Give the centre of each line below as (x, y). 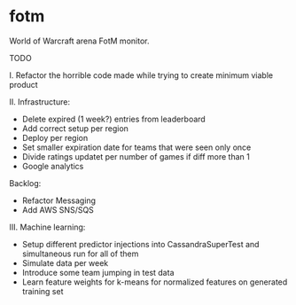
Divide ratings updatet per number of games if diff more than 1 (136, 156)
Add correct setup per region (75, 128)
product (23, 84)
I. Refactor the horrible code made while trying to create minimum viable (141, 75)
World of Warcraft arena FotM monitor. (79, 41)
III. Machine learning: (47, 227)
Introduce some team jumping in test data (98, 272)
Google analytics (53, 166)
